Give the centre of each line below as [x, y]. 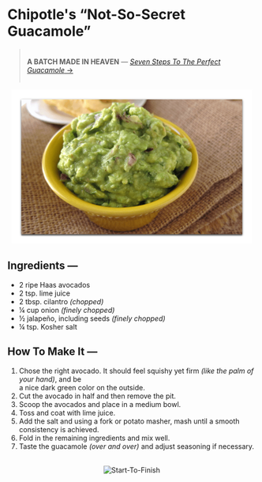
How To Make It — [52, 352]
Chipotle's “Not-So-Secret [97, 15]
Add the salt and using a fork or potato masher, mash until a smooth [129, 421]
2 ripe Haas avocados [54, 284]
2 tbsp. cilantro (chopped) [61, 301]
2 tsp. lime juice [45, 293]
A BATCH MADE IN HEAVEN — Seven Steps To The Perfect [124, 62]
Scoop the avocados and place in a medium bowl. [100, 404]
